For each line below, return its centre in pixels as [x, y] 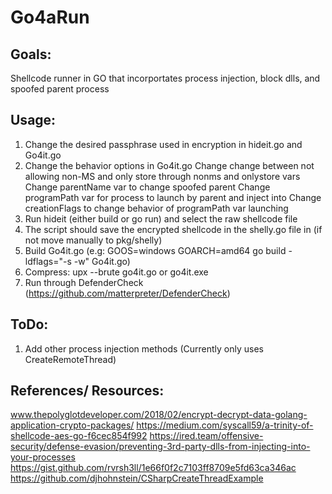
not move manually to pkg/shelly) [93, 240]
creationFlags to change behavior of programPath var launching [156, 208]
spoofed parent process [60, 89]
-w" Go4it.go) [102, 261]
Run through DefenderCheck [84, 282]
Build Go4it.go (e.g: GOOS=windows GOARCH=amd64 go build [155, 250]
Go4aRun [50, 17]
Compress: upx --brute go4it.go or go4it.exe [116, 272]
